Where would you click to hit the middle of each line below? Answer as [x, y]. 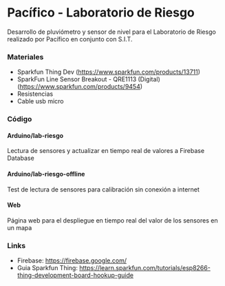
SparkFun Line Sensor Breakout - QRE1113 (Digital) [88, 79]
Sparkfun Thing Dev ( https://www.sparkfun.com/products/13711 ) [109, 72]
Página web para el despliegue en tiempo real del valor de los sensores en [112, 220]
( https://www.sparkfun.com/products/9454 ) [80, 87]
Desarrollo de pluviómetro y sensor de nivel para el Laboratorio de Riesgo [112, 32]
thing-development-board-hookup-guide [75, 275]
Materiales [25, 57]
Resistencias [35, 94]
